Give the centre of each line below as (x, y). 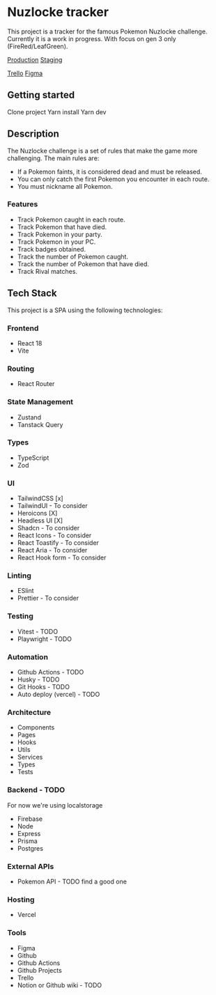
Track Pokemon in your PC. (56, 242)
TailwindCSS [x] (40, 498)
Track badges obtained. (51, 249)
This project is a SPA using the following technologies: (85, 310)
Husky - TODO (38, 679)
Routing (21, 369)
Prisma (28, 841)
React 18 (30, 343)
